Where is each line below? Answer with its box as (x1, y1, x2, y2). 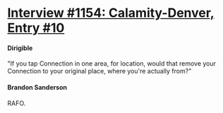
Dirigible (7, 44, 33, 52)
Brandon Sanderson (7, 83, 68, 91)
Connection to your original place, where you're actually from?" (7, 67, 192, 76)
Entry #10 (7, 20, 65, 36)
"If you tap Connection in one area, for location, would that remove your (7, 59, 217, 68)
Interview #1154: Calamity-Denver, (7, 5, 215, 21)
